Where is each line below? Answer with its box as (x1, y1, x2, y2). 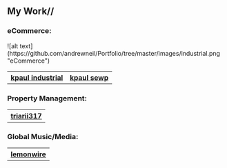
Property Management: (7, 93, 88, 103)
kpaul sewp (70, 72, 109, 82)
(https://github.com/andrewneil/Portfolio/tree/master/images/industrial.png (7, 49, 221, 57)
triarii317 (10, 111, 43, 120)
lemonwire (10, 149, 46, 159)
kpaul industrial (10, 72, 63, 82)
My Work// (7, 6, 55, 17)
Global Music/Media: (7, 132, 79, 141)
